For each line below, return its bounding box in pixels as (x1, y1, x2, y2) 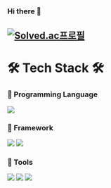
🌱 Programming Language (7, 89, 98, 99)
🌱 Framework (7, 123, 54, 132)
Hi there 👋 (7, 6, 42, 16)
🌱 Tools (7, 158, 33, 168)
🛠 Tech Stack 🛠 (7, 60, 104, 76)
